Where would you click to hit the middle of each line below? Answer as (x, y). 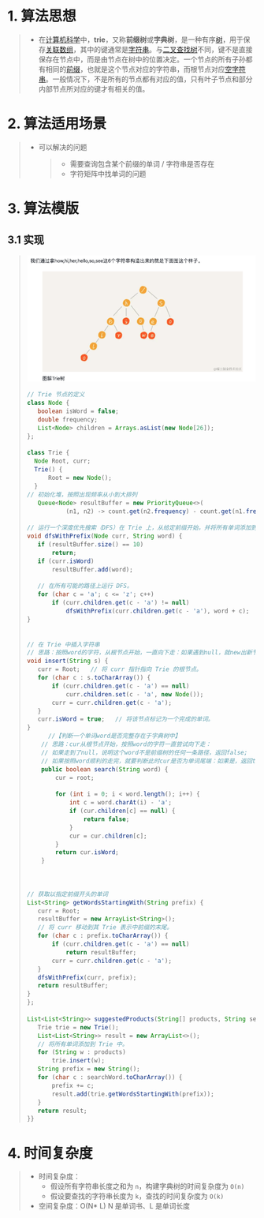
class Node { (48, 403)
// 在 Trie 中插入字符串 (63, 644)
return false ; (106, 819)
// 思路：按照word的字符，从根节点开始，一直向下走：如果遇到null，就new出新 (139, 653)
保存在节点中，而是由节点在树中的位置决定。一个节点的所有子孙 (142, 59)
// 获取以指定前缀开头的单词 (67, 894)
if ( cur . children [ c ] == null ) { (122, 811)
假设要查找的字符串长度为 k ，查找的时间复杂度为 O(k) (137, 1196)
